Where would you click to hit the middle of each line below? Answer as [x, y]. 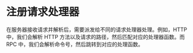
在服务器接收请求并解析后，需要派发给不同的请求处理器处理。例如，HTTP [97, 29]
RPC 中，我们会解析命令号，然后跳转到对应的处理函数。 [75, 44]
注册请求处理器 [43, 12]
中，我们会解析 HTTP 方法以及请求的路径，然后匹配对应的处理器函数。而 [96, 37]
